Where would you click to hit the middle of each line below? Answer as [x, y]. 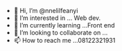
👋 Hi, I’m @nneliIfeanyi [46, 11]
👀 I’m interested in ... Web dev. [57, 18]
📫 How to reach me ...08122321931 [64, 40]
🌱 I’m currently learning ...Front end [64, 25]
